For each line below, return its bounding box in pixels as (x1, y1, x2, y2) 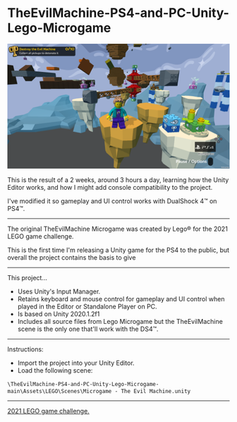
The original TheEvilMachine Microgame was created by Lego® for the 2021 (7, 224, 228, 234)
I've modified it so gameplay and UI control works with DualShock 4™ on (7, 197, 217, 205)
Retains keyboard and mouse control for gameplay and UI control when (17, 295, 225, 303)
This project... (7, 274, 48, 282)
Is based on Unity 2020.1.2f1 (17, 310, 100, 318)
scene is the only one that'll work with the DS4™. (17, 325, 159, 333)
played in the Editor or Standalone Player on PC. (17, 302, 157, 311)
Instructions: (7, 345, 44, 354)
